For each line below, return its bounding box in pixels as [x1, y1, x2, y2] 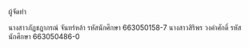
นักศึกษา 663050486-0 [8, 32, 80, 41]
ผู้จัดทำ [8, 7, 26, 16]
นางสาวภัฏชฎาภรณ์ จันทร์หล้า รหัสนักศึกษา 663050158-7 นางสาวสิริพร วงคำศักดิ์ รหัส [8, 23, 242, 32]
